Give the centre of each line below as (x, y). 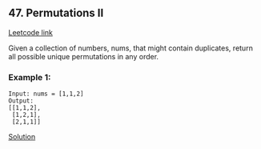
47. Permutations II (56, 13)
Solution (22, 137)
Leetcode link (31, 32)
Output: (21, 101)
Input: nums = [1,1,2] (46, 94)
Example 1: (30, 77)
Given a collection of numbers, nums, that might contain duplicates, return (131, 48)
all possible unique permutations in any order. (83, 56)
